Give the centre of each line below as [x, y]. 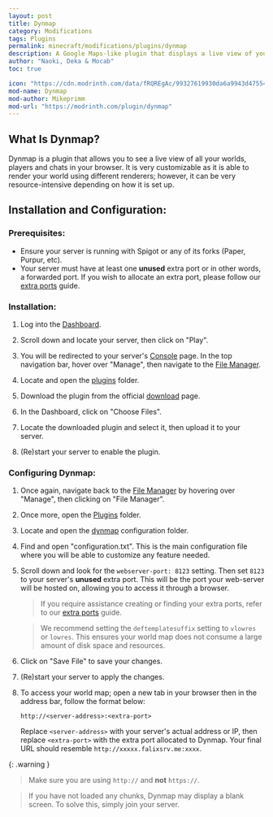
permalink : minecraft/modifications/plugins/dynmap [97, 46]
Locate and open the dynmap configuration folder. [104, 531]
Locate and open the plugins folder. [80, 380]
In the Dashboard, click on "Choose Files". [91, 412]
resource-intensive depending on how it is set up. [91, 185]
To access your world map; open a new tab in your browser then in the [139, 693]
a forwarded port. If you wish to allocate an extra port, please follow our [141, 276]
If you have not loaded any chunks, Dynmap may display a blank [136, 796]
